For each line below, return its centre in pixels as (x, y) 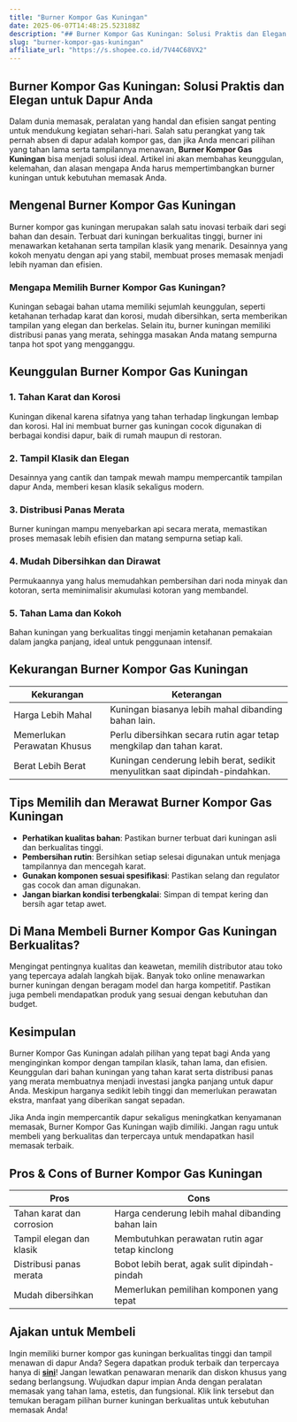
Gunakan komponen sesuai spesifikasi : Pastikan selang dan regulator (151, 875)
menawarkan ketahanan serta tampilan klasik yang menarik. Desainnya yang (148, 245)
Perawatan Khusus (53, 746)
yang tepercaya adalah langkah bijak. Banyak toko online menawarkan (137, 976)
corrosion (34, 1224)
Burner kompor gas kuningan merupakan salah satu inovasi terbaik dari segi (148, 227)
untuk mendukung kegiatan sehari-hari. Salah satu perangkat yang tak (137, 130)
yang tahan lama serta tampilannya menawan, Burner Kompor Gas (131, 149)
